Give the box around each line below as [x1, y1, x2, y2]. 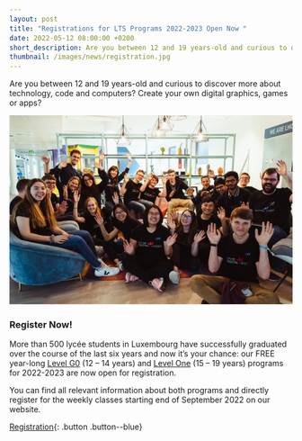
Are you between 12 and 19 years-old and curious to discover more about [9, 78, 281, 89]
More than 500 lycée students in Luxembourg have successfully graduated [9, 338, 288, 350]
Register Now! [9, 319, 74, 331]
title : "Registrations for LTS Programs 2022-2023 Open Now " [9, 23, 247, 33]
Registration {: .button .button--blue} [9, 421, 143, 432]
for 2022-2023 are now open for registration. [9, 367, 177, 378]
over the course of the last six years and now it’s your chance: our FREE [9, 348, 276, 359]
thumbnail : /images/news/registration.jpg [9, 52, 171, 62]
